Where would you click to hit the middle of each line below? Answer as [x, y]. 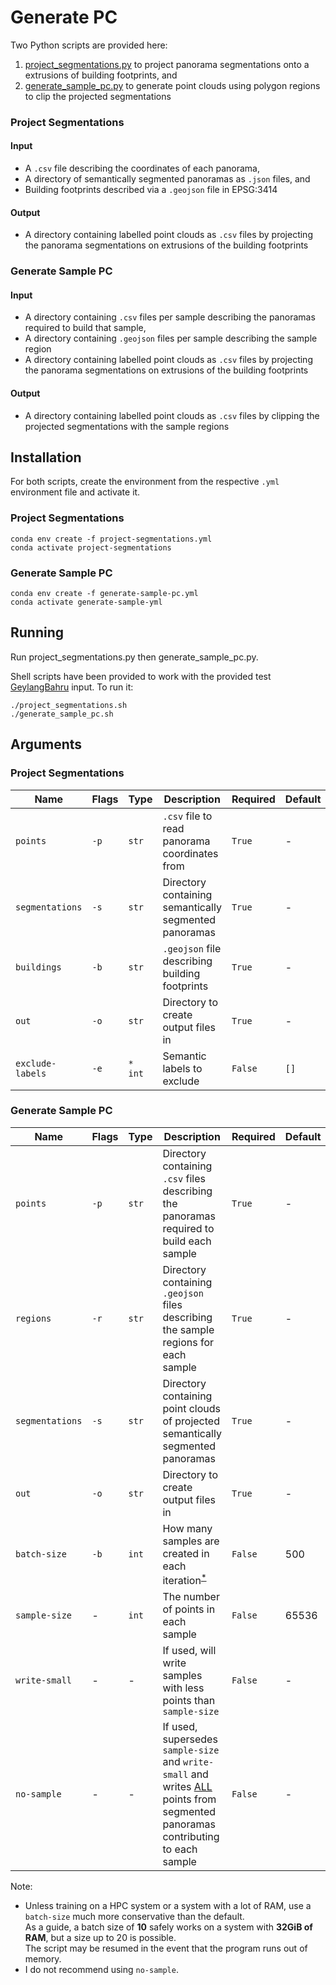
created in [186, 1553]
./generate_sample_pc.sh [62, 714]
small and [185, 1774]
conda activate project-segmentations [91, 547]
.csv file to [187, 816]
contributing [191, 1837]
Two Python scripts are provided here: [89, 45]
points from [189, 1799]
